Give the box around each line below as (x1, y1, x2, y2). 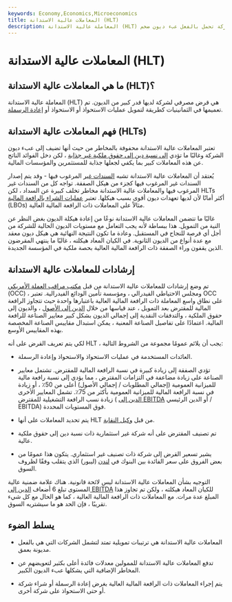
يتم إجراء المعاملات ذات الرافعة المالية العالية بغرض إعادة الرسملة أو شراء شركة (17, 579, 223, 588)
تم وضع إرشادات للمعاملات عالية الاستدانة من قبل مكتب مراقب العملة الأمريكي (8, 282, 209, 290)
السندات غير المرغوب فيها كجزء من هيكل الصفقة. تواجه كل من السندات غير (8, 179, 202, 187)
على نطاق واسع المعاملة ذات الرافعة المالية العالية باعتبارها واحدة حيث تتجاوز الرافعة (8, 297, 223, 304)
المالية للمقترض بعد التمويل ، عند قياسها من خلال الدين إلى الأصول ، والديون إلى (8, 304, 211, 312)
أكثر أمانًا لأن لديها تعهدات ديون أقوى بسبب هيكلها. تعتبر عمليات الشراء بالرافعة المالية (8, 194, 224, 202)
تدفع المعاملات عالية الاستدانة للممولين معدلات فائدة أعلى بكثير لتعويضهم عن (17, 559, 214, 567)
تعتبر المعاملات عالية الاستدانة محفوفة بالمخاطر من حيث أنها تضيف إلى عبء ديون (8, 144, 215, 152)
